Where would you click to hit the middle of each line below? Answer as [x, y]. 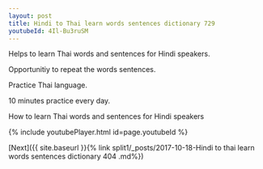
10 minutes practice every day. [59, 101]
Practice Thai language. [48, 85]
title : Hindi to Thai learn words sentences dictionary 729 [112, 23]
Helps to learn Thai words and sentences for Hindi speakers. [109, 54]
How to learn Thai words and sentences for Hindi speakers [106, 116]
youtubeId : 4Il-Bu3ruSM [49, 31]
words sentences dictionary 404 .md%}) [76, 156]
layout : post [30, 16]
